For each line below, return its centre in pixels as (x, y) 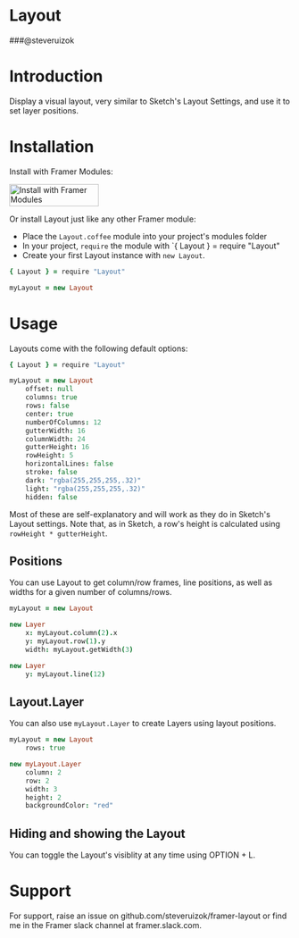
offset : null (50, 389)
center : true (50, 414)
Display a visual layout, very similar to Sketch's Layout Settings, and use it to (149, 101)
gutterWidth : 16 (56, 431)
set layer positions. (44, 110)
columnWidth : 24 (56, 439)
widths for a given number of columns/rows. (91, 592)
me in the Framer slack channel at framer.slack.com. (106, 925)
